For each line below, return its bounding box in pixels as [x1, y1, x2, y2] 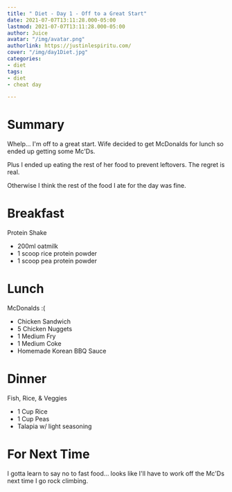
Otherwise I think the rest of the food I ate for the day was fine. [7, 182, 187, 190]
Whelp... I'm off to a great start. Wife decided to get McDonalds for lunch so [7, 140, 224, 148]
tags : [7, 68, 23, 75]
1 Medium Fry [17, 332, 56, 340]
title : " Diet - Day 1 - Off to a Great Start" [7, 10, 148, 17]
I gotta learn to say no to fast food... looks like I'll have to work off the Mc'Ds [7, 469, 225, 477]
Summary [7, 117, 64, 132]
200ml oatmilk [17, 242, 59, 250]
